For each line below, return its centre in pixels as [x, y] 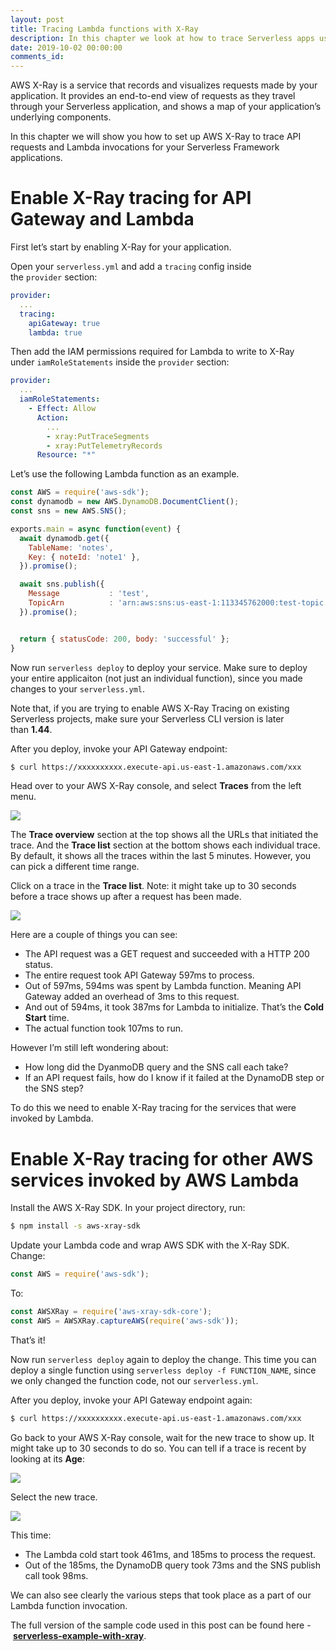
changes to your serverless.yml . [78, 688]
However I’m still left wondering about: [89, 1048]
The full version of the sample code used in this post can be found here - [161, 1625]
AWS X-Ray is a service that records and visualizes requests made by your [164, 85]
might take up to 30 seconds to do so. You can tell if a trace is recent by [158, 1448]
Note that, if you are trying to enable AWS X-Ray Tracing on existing [150, 708]
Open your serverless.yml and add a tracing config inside [131, 267]
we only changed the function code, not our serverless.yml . [134, 1380]
